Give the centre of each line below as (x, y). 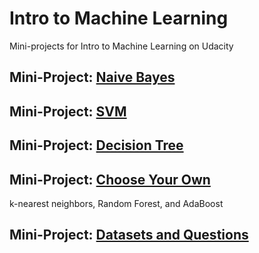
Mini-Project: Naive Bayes (92, 77)
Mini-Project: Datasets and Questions (129, 235)
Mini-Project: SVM (68, 111)
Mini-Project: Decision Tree (96, 145)
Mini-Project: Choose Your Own (110, 179)
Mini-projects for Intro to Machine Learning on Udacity (121, 46)
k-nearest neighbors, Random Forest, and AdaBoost (116, 203)
